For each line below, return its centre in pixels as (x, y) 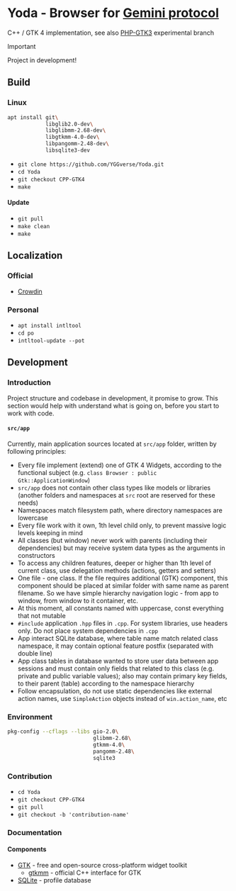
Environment (30, 717)
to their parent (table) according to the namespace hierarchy (106, 683)
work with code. (31, 413)
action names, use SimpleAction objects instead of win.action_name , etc (122, 698)
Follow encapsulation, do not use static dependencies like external (115, 691)
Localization (35, 256)
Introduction (29, 383)
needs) (28, 503)
